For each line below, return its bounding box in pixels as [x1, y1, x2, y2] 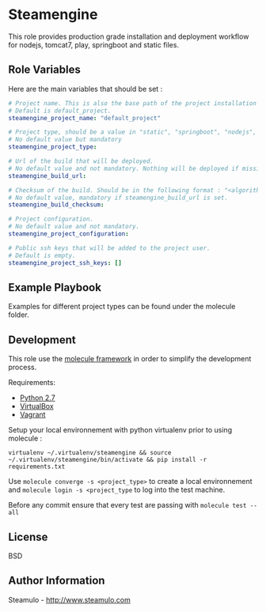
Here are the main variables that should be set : [8, 84, 163, 93]
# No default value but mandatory [8, 136, 123, 144]
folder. [8, 310, 29, 319]
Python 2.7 [19, 393, 55, 402]
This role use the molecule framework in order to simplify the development [8, 354, 252, 364]
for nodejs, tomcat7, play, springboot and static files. [8, 40, 180, 49]
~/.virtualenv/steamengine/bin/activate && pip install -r [8, 456, 207, 464]
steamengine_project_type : [8, 143, 97, 151]
